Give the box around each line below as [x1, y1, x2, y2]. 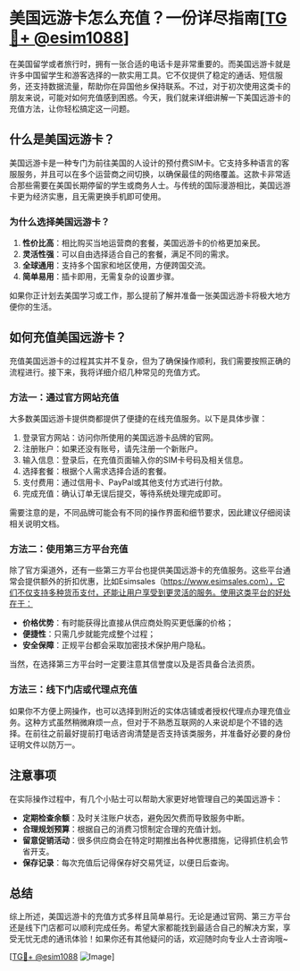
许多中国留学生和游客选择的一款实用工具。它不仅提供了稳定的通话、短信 [9, 69, 275, 81]
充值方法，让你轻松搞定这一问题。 [9, 103, 135, 114]
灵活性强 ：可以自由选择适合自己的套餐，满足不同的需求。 [21, 249, 234, 260]
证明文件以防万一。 [9, 739, 80, 750]
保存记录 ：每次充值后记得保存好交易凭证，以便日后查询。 [21, 856, 234, 868]
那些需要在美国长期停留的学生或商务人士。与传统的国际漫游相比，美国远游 [16, 180, 291, 191]
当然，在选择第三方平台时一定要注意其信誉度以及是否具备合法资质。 [9, 659, 260, 669]
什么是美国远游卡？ [9, 132, 115, 148]
